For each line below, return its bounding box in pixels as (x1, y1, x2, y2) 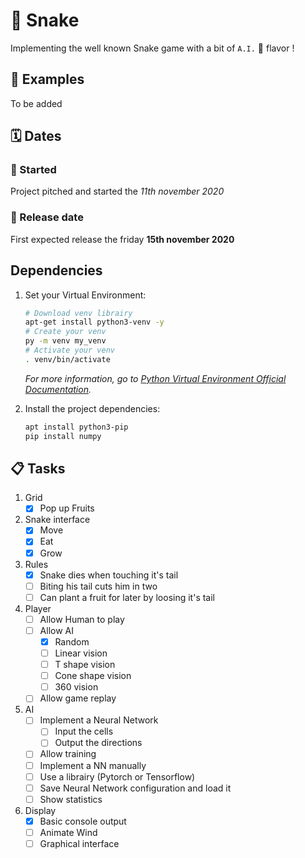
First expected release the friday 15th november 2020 (10, 233, 235, 245)
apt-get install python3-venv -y (24, 317, 165, 328)
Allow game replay (39, 692, 117, 704)
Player (24, 602, 52, 614)
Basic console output (39, 815, 127, 827)
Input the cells (54, 725, 114, 738)
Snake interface (24, 514, 91, 526)
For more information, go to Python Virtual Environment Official (24, 372, 287, 384)
